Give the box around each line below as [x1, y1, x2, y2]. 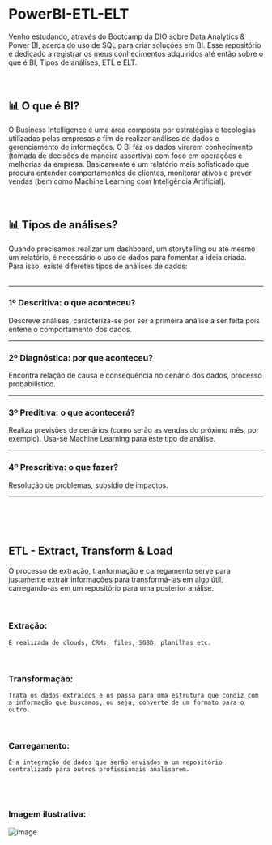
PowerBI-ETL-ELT [8, 5, 130, 23]
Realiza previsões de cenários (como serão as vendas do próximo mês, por [8, 425, 259, 435]
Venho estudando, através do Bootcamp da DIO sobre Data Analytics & [8, 32, 245, 41]
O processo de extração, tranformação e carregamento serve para [8, 565, 231, 575]
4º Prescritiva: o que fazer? [8, 462, 119, 473]
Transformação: [8, 673, 74, 685]
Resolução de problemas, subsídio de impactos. [8, 480, 168, 490]
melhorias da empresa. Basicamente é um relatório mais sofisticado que [8, 159, 249, 169]
